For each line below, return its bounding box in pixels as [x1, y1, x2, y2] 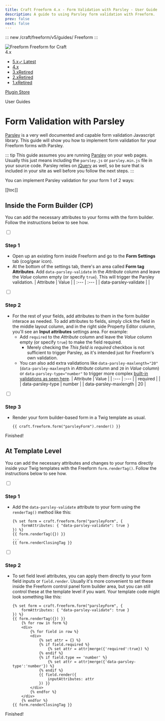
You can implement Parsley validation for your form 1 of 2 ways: [5, 178, 134, 184]
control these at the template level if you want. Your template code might [12, 589, 160, 595]
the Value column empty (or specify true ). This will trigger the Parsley [12, 274, 155, 280]
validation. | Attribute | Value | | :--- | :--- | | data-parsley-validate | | [12, 279, 150, 285]
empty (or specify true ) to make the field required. [19, 339, 122, 345]
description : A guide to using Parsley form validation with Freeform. [5, 12, 155, 17]
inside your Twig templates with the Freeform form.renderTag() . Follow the [5, 465, 157, 471]
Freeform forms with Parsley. [5, 143, 64, 149]
